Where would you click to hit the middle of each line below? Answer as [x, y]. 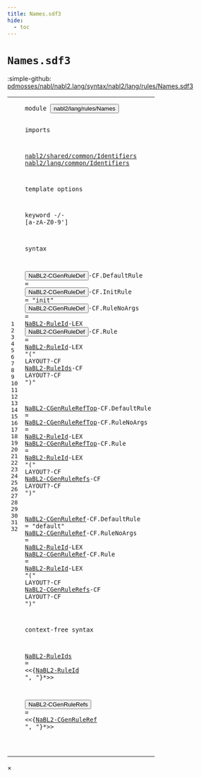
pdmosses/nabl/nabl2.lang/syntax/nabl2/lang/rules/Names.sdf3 [100, 86]
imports [37, 130]
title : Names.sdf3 [34, 14]
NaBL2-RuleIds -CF [54, 368]
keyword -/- [44, 215]
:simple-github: [29, 79]
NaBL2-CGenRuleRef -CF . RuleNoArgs [81, 533]
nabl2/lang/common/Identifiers [77, 163]
